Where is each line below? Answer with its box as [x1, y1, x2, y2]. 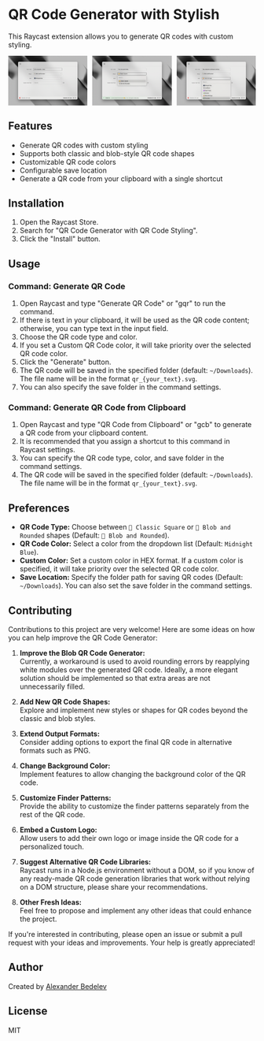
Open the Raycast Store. [19, 217, 99, 227]
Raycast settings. [19, 445, 76, 455]
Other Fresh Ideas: [19, 898, 82, 907]
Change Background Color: [19, 761, 111, 770]
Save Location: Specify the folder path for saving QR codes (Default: [19, 573, 244, 582]
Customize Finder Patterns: [19, 794, 112, 802]
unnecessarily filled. [19, 682, 85, 691]
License [8, 1005, 48, 1018]
